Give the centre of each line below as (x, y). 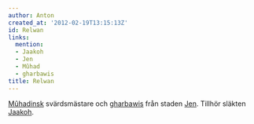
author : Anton (31, 15)
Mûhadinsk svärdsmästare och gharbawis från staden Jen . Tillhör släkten (127, 104)
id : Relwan (26, 30)
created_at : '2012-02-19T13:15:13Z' (68, 23)
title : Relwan (31, 81)
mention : (29, 45)
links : (19, 37)
